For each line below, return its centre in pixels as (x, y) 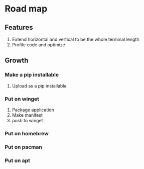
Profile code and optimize (39, 45)
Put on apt (18, 160)
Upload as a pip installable (39, 86)
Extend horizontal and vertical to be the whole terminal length (76, 39)
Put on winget (22, 99)
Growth (17, 61)
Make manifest (27, 115)
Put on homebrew (27, 133)
